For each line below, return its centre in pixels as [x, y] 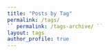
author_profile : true [38, 39]
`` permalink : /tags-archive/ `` [55, 26]
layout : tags [26, 33]
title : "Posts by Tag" [40, 13]
